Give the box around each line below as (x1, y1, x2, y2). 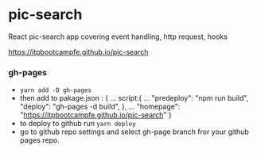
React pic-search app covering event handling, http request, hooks (8, 32, 228, 41)
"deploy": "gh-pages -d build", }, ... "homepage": (19, 101, 181, 112)
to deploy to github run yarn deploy (19, 119, 137, 128)
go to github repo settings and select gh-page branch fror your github (19, 127, 249, 136)
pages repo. (19, 136, 60, 145)
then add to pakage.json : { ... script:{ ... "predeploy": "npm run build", (19, 94, 249, 103)
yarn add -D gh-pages (19, 86, 92, 94)
